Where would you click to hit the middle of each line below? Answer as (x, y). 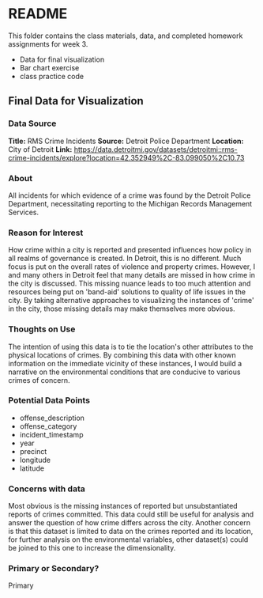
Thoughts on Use (42, 329)
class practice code (52, 76)
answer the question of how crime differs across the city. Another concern (130, 523)
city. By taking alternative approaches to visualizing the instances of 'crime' (131, 301)
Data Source (32, 123)
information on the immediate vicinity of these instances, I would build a (125, 363)
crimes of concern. (39, 380)
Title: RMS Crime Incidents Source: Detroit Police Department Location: (126, 141)
